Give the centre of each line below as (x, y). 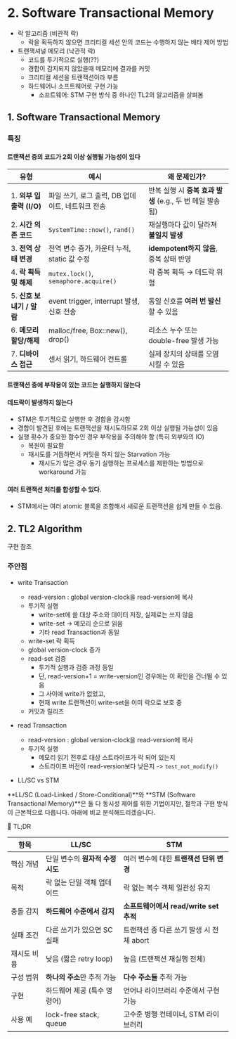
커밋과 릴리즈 (46, 711)
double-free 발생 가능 (184, 341)
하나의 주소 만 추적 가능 (81, 977)
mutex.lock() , (71, 273)
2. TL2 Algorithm (45, 529)
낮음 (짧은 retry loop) (79, 959)
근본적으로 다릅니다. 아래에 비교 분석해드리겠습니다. (85, 812)
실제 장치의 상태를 (176, 354)
